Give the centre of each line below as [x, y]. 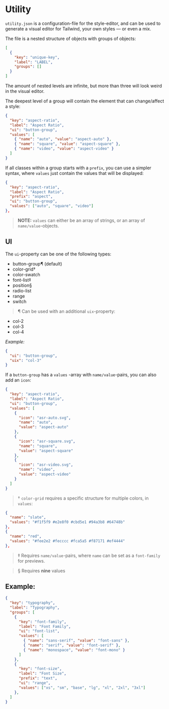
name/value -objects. [38, 226]
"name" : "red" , [26, 536]
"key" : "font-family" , [42, 622]
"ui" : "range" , [35, 683]
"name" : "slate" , [28, 517]
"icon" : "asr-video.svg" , [46, 465]
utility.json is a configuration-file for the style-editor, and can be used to [83, 23]
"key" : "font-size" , [40, 669]
